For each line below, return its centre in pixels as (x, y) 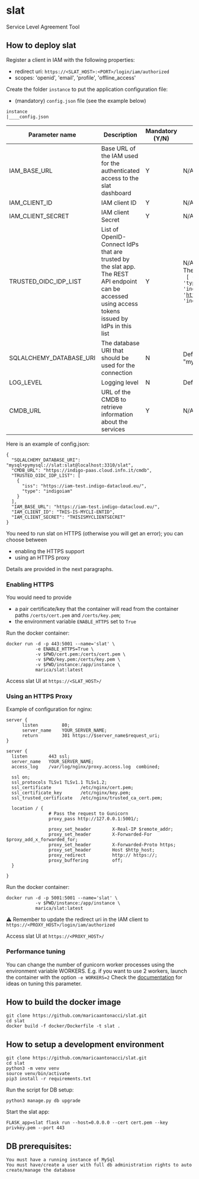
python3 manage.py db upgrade (44, 1101)
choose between (27, 540)
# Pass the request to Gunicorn (88, 814)
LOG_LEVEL (26, 382)
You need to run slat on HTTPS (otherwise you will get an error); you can (95, 533)
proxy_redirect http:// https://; (103, 855)
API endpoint (119, 281)
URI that (112, 350)
